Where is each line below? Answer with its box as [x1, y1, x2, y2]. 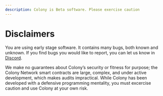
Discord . [5, 55, 22, 61]
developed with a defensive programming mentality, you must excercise [5, 80, 151, 86]
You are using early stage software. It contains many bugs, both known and [5, 45, 159, 50]
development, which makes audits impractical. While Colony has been [5, 74, 147, 81]
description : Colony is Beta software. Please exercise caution [5, 7, 140, 12]
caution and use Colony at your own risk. [5, 85, 89, 91]
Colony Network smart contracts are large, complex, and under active [5, 70, 147, 75]
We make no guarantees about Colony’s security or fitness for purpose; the [5, 64, 158, 70]
